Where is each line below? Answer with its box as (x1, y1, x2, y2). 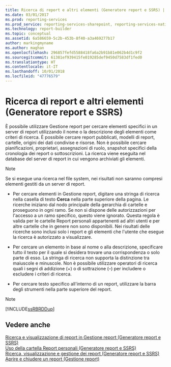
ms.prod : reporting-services (5, 17, 67, 22)
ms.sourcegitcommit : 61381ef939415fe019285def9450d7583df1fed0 (5, 54, 142, 60)
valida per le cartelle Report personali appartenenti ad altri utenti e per (12, 217, 160, 224)
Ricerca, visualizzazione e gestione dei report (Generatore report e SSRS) (5, 350, 160, 356)
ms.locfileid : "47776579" (5, 74, 60, 79)
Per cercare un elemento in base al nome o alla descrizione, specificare (12, 244, 163, 250)
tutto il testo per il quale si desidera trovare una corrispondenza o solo (12, 249, 160, 255)
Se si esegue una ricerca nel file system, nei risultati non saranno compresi (5, 175, 163, 181)
